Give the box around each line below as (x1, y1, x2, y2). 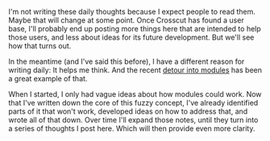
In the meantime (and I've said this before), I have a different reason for (8, 56, 245, 66)
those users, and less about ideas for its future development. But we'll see (8, 32, 255, 42)
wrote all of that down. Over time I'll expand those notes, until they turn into (8, 115, 259, 124)
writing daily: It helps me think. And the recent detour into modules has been (8, 65, 262, 75)
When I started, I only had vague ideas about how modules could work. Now (8, 89, 262, 99)
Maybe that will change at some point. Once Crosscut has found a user (8, 15, 244, 25)
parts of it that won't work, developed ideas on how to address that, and (8, 106, 248, 116)
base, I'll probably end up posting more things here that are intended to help (8, 24, 262, 33)
